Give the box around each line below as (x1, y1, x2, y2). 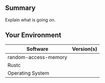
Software (26, 45, 49, 52)
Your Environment (5, 31, 61, 40)
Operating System (7, 69, 50, 76)
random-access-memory (7, 54, 68, 61)
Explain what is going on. (5, 17, 56, 22)
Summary (5, 4, 36, 12)
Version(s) (72, 45, 97, 52)
